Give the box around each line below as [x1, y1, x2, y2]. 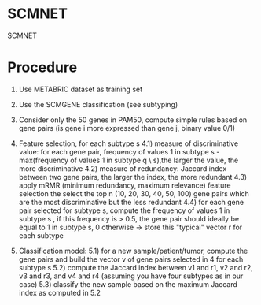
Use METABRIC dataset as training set [18, 84, 143, 94]
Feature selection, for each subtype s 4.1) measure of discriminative [18, 139, 239, 148]
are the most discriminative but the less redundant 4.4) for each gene [18, 197, 244, 206]
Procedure [7, 58, 78, 76]
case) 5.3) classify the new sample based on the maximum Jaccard [18, 279, 237, 288]
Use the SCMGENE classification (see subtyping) [18, 99, 178, 109]
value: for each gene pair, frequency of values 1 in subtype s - [18, 147, 220, 156]
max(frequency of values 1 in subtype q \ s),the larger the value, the [18, 155, 239, 165]
